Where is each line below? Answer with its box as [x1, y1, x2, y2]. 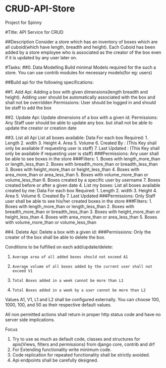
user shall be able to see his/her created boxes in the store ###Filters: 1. [5, 198, 153, 204]
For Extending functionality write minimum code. [12, 347, 111, 353]
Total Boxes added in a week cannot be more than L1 [12, 278, 124, 283]
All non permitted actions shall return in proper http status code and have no [5, 311, 161, 317]
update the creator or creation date [5, 125, 77, 131]
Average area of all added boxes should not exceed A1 [12, 254, 128, 259]
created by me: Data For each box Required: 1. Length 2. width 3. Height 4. [5, 187, 158, 193]
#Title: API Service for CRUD [5, 29, 63, 35]
